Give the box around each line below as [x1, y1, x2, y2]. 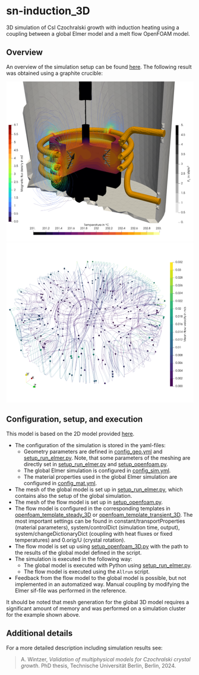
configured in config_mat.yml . [23, 479, 97, 486]
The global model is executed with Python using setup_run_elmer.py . [23, 561, 192, 569]
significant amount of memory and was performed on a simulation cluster [6, 605, 186, 612]
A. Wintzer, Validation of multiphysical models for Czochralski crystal [20, 655, 191, 663]
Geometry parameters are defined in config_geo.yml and [23, 448, 163, 455]
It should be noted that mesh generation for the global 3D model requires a [6, 598, 189, 605]
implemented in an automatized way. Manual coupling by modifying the [14, 580, 189, 588]
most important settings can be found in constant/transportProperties [14, 517, 185, 525]
